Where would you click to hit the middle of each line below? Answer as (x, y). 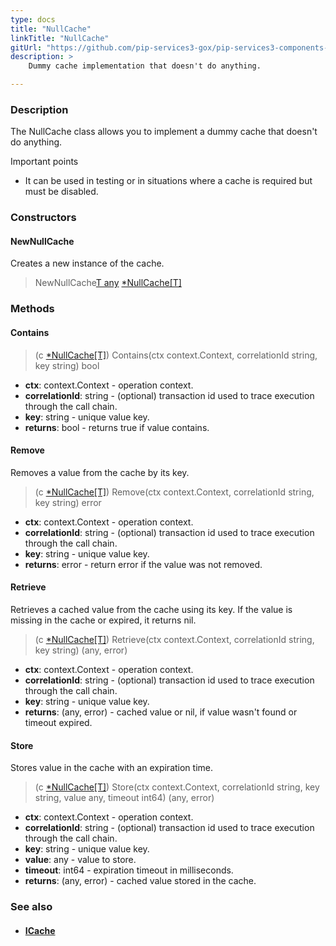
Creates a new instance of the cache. (87, 263)
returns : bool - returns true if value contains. (117, 427)
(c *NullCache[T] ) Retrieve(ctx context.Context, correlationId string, (174, 639)
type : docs (33, 19)
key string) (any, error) (81, 650)
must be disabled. (61, 192)
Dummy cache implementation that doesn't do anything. (145, 66)
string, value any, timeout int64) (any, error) (124, 798)
